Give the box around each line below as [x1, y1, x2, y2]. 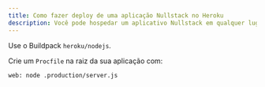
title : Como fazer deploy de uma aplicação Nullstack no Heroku [8, 11, 224, 20]
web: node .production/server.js [8, 71, 118, 79]
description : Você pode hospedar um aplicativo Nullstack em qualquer [8, 19, 245, 27]
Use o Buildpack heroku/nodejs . [8, 40, 112, 50]
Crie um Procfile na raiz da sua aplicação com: [8, 56, 163, 66]
